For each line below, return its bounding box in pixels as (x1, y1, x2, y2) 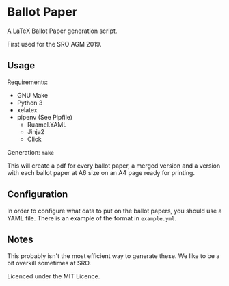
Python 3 (16, 99, 43, 107)
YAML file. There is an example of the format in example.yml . (7, 213, 176, 222)
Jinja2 (27, 127, 45, 135)
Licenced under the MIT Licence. (7, 272, 100, 281)
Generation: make (7, 148, 55, 156)
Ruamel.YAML (27, 120, 67, 129)
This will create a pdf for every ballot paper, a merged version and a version (7, 161, 221, 170)
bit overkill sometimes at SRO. (7, 259, 92, 268)
